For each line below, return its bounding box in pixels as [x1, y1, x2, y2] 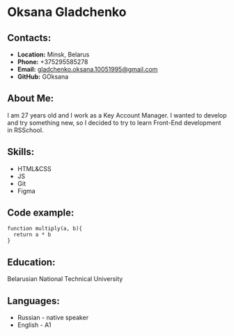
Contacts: [7, 32, 52, 44]
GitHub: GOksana [17, 72, 69, 81]
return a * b [13, 231, 52, 239]
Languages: [7, 295, 61, 307]
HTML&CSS [17, 164, 52, 173]
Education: [7, 256, 56, 268]
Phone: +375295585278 [17, 58, 88, 66]
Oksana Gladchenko [7, 4, 127, 20]
